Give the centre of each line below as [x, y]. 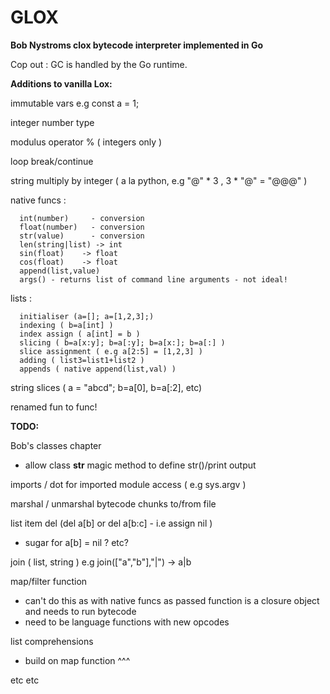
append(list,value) [60, 271]
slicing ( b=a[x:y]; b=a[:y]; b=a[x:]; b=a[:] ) [122, 342]
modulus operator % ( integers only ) [86, 142]
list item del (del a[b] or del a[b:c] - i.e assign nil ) [111, 523]
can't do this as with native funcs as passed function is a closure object [172, 600]
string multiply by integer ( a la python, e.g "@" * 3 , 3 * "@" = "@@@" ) [159, 180]
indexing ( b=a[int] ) [66, 325]
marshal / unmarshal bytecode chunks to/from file [113, 503]
